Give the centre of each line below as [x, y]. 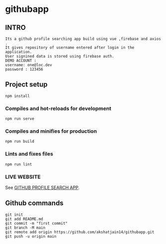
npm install [17, 96]
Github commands [34, 203]
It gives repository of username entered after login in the [70, 48]
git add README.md [24, 219]
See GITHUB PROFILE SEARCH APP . [42, 188]
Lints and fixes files [29, 154]
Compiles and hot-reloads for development [58, 108]
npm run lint [19, 164]
